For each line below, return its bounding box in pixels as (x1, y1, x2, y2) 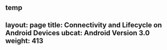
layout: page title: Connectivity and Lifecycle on (5, 21, 162, 29)
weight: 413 (5, 36, 44, 45)
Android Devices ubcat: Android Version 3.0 (5, 28, 150, 37)
